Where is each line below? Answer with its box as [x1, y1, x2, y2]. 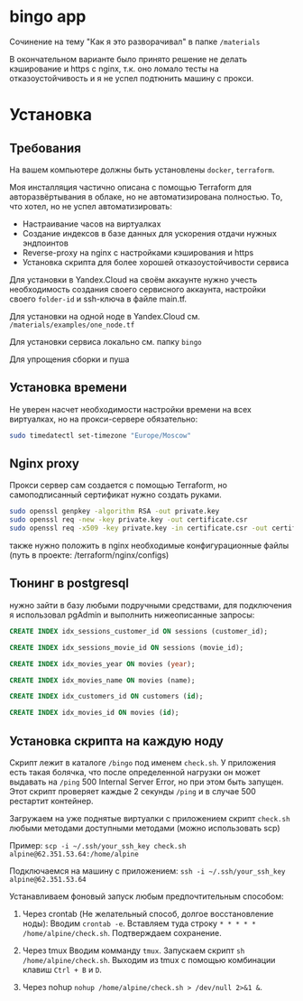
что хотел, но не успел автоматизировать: [9, 200, 173, 211]
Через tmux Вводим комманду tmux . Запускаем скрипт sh [22, 945, 245, 956]
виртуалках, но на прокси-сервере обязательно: [9, 413, 198, 424]
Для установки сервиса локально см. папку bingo [9, 336, 202, 347]
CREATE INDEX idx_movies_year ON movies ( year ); [9, 659, 196, 669]
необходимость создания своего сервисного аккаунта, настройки [9, 283, 266, 294]
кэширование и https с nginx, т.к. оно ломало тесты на [9, 63, 219, 74]
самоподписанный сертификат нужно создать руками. [9, 489, 223, 500]
